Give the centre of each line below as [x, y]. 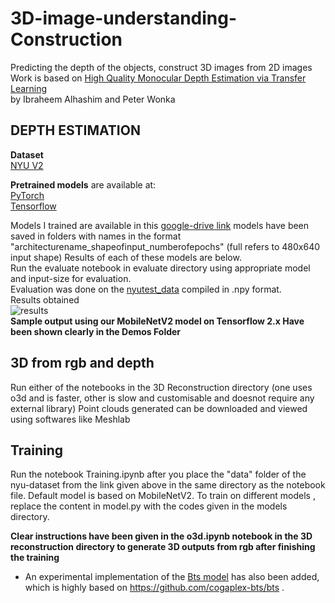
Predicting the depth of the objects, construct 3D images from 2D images [161, 67]
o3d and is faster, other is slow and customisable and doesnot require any [162, 398]
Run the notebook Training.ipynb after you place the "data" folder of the [158, 474]
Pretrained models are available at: [83, 184]
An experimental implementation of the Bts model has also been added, [172, 577]
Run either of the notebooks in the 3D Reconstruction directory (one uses [161, 387]
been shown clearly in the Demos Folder [96, 331]
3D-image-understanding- [124, 18]
